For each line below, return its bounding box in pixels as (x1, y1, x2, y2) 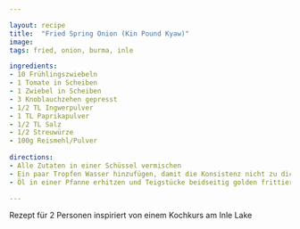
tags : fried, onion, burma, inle (9, 45, 134, 54)
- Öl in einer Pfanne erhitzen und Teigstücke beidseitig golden (9, 177, 257, 187)
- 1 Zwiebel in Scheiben (9, 86, 102, 95)
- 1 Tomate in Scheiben (9, 78, 98, 87)
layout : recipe (9, 20, 66, 29)
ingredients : (9, 61, 58, 71)
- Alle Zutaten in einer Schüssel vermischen (9, 161, 181, 170)
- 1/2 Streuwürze (9, 128, 74, 137)
